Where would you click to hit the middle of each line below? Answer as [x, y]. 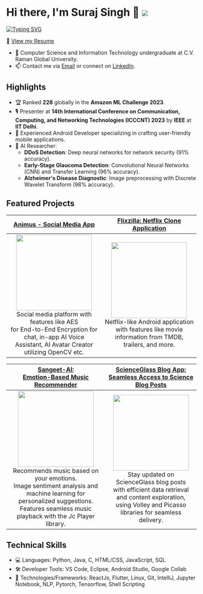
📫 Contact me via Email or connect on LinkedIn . [75, 65]
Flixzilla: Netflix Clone [149, 221]
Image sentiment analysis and [56, 486]
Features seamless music [56, 509]
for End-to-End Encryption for [54, 329]
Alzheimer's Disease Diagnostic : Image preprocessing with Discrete [110, 178]
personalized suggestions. [56, 501]
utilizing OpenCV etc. [54, 352]
